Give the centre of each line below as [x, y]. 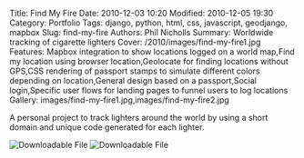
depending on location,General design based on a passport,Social [133, 80]
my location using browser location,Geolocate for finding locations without [149, 61]
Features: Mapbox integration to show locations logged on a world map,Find [152, 52]
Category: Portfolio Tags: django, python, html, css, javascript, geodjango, [149, 23]
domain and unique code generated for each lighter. [107, 127]
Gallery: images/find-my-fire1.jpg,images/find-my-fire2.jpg [119, 100]
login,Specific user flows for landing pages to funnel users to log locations [149, 90]
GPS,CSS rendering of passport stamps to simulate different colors [135, 71]
